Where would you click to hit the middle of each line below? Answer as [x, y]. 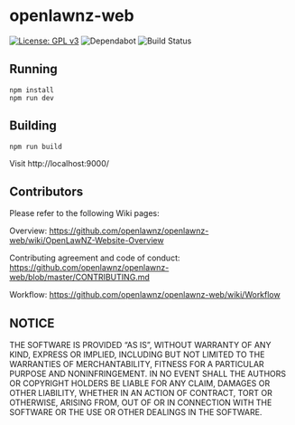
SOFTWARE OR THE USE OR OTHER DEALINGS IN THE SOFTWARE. [136, 412]
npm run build [36, 146]
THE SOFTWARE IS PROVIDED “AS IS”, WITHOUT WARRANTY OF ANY [140, 345]
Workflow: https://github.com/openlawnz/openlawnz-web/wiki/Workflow [145, 295]
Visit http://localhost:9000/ [60, 163]
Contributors [46, 191]
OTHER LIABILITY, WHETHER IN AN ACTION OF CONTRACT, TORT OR [141, 393]
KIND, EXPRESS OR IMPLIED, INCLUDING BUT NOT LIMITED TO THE [137, 354]
